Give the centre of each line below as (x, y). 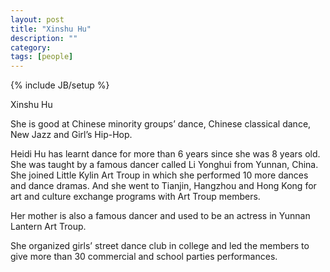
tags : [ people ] (42, 57)
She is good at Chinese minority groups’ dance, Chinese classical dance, (161, 124)
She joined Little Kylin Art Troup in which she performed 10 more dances (159, 175)
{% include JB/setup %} (60, 85)
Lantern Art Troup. (48, 227)
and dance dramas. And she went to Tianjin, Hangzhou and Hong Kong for (163, 186)
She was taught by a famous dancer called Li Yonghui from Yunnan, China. (164, 165)
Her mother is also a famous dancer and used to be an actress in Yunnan (160, 216)
